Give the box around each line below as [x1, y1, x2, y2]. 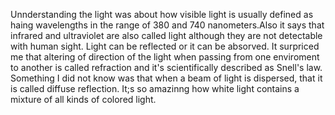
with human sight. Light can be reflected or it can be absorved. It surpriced [10, 40, 320, 52]
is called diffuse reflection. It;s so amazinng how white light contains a [10, 83, 300, 94]
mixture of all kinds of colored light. [10, 94, 157, 105]
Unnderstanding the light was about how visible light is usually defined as [10, 9, 314, 20]
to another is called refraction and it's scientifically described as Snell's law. [10, 62, 323, 73]
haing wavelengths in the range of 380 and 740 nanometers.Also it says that [10, 19, 325, 31]
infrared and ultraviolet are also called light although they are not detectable [10, 30, 323, 41]
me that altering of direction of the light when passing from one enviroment [10, 51, 320, 63]
